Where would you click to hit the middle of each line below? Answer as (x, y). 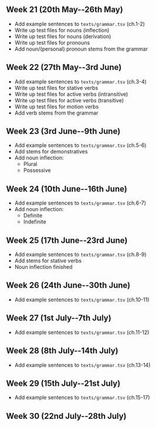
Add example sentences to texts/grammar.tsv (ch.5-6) (80, 145)
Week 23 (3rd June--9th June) (63, 131)
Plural (30, 164)
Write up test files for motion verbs (57, 106)
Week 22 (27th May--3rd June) (64, 67)
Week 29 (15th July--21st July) (63, 383)
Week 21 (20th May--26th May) (65, 10)
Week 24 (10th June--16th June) (67, 189)
